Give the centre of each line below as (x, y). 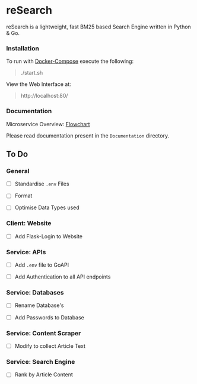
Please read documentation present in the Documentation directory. (88, 135)
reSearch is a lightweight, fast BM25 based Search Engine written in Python (99, 27)
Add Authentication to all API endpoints (63, 277)
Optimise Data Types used (47, 207)
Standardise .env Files (42, 184)
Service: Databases (35, 293)
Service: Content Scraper (44, 333)
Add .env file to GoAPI (42, 265)
